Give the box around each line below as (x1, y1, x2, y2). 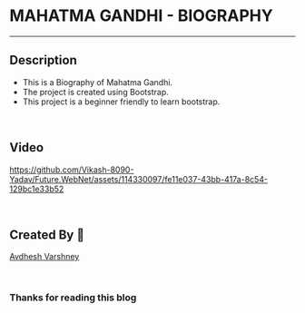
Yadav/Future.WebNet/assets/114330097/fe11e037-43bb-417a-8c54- (9, 173, 269, 184)
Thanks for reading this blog (9, 291, 137, 304)
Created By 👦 (9, 227, 84, 242)
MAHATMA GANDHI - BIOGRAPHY (9, 5, 274, 26)
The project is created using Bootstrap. (22, 86, 170, 97)
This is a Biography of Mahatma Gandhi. (22, 76, 173, 87)
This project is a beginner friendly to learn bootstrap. (22, 96, 221, 107)
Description (9, 53, 77, 68)
